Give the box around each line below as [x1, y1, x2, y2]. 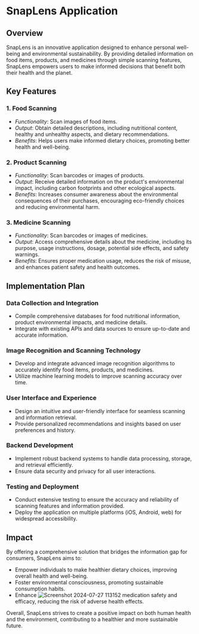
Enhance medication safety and [14, 591, 177, 598]
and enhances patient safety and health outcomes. [14, 264, 140, 271]
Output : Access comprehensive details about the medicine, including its [14, 238, 192, 245]
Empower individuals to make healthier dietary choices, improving [14, 566, 177, 573]
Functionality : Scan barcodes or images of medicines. [14, 232, 148, 239]
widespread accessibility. [14, 515, 78, 522]
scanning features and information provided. [14, 503, 125, 510]
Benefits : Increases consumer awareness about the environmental [14, 190, 178, 198]
